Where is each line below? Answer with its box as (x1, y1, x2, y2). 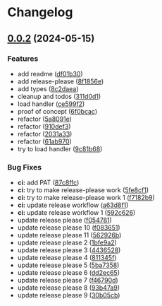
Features (7, 54, 39, 64)
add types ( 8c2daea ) (17, 84, 79, 93)
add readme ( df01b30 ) (17, 69, 83, 78)
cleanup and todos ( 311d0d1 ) (17, 92, 101, 100)
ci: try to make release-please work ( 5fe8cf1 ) (17, 186, 149, 194)
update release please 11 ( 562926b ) (17, 231, 122, 240)
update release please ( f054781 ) (17, 216, 113, 225)
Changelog (7, 4, 73, 20)
